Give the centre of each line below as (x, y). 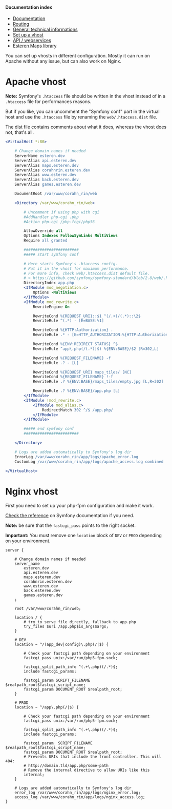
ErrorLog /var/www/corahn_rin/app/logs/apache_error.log (77, 457)
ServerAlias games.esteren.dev (48, 185)
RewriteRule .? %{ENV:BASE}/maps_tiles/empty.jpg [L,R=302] (98, 382)
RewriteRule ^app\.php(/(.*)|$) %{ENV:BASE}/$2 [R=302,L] (96, 349)
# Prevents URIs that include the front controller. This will (92, 757)
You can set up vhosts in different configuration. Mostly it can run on (78, 56)
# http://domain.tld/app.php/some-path (66, 766)
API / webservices (32, 41)
